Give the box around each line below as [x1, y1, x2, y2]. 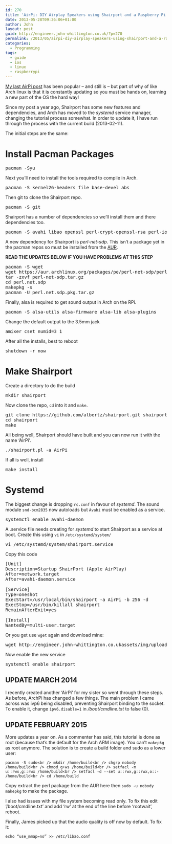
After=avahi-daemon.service [5, 576, 76, 582]
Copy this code [5, 551, 37, 557]
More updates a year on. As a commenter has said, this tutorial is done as [5, 734, 160, 740]
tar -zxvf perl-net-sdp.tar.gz [5, 274, 84, 280]
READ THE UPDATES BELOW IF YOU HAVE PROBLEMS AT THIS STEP [5, 254, 154, 260]
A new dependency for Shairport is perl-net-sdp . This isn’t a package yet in [5, 238, 165, 245]
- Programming [10, 46, 40, 51]
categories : [5, 41, 31, 46]
